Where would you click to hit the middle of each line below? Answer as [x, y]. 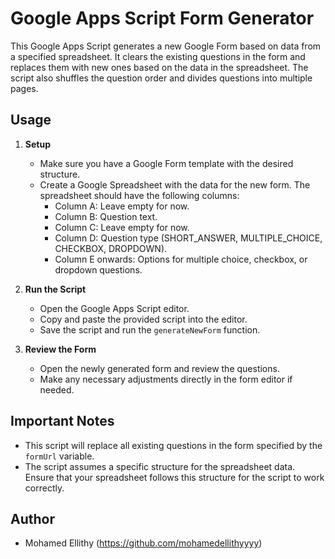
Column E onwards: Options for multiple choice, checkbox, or [181, 259]
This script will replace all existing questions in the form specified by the [173, 445]
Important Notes [62, 421]
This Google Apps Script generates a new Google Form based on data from [166, 46]
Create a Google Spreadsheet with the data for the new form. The [175, 184]
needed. [57, 389]
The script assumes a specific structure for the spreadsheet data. [160, 466]
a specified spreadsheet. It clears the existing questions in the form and [158, 56]
